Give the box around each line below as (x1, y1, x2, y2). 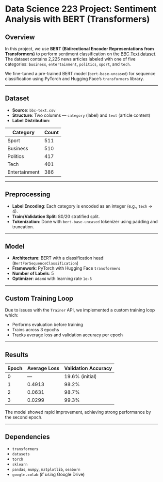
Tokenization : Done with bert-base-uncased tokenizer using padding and (12, 218, 158, 224)
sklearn (12, 462, 28, 467)
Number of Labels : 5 (12, 270, 54, 277)
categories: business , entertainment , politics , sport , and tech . (5, 62, 131, 67)
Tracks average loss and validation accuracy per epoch (12, 332, 123, 338)
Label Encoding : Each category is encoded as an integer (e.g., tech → (12, 203, 153, 209)
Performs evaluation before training (12, 322, 83, 327)
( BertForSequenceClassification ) (12, 260, 79, 266)
